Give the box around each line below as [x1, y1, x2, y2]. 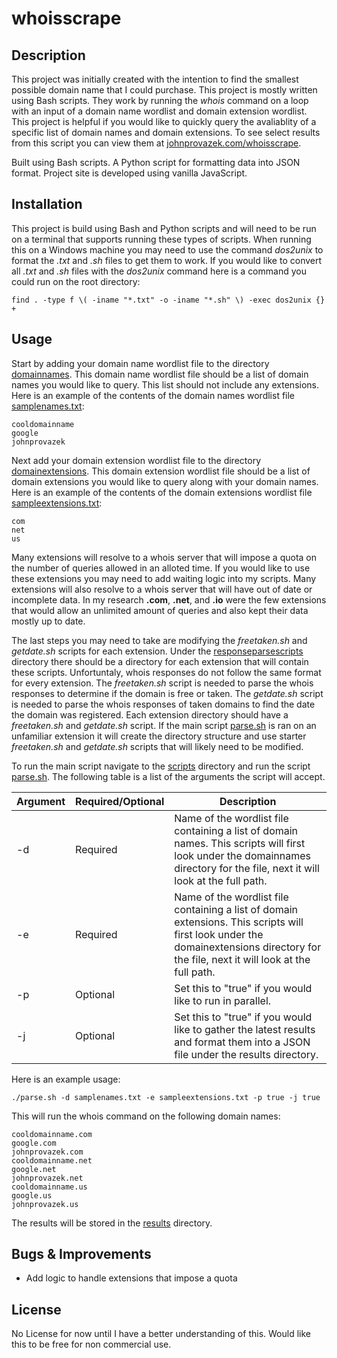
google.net [11, 1164, 57, 1174]
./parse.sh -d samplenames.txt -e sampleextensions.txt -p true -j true [11, 1092, 321, 1102]
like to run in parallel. [174, 993, 272, 1007]
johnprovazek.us [11, 1199, 79, 1209]
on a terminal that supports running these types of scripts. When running [11, 233, 312, 245]
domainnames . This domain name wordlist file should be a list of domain [11, 368, 309, 380]
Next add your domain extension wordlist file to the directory [11, 454, 262, 466]
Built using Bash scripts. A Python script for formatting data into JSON [11, 157, 301, 168]
